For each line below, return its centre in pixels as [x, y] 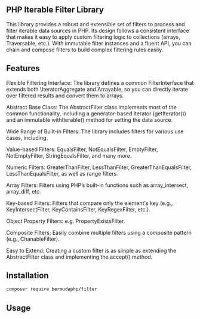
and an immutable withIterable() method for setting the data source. [90, 119]
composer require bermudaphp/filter [52, 289]
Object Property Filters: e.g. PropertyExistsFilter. [66, 221]
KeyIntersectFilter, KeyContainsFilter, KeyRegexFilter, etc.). [78, 209]
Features [23, 68]
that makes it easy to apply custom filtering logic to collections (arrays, [93, 37]
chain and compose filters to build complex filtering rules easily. [85, 50]
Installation [27, 276]
